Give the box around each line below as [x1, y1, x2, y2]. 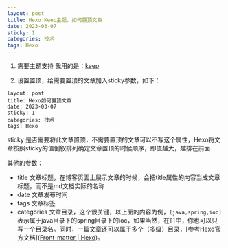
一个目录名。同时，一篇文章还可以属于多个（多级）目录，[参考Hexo [23, 225, 215, 233]
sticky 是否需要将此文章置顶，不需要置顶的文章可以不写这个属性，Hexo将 [7, 135, 215, 144]
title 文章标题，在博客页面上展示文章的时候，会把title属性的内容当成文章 [16, 173, 220, 181]
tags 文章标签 [16, 199, 56, 207]
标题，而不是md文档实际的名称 [16, 182, 105, 190]
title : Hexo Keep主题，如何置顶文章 [7, 16, 103, 23]
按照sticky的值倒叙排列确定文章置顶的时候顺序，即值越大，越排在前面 [12, 144, 211, 152]
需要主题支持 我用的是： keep [16, 62, 100, 69]
